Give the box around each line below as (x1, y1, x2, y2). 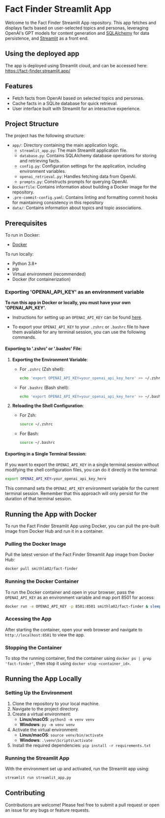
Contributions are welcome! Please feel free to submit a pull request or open (5, 802, 160, 808)
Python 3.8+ (12, 261, 38, 267)
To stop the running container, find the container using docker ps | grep (5, 655, 152, 661)
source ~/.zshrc (19, 422, 53, 427)
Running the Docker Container (5, 578, 79, 585)
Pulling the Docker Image (5, 541, 66, 547)
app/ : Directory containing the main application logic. (12, 142, 119, 148)
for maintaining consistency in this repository (12, 200, 104, 206)
